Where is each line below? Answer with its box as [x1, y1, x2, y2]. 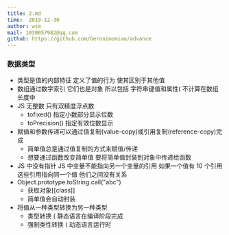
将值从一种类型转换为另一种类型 [16, 203, 108, 212]
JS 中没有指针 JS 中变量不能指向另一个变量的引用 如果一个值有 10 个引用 [16, 162, 223, 170]
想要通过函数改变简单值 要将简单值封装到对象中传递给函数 [27, 153, 192, 162]
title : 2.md [7, 10, 41, 17]
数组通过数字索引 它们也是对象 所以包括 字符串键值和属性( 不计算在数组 [16, 85, 219, 93]
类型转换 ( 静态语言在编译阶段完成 [27, 212, 123, 220]
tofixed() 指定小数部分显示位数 [27, 110, 114, 119]
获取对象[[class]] [27, 186, 75, 195]
